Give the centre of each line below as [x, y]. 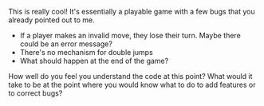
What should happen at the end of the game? [94, 61]
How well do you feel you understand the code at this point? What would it [130, 76]
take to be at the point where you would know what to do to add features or [132, 84]
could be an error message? [66, 44]
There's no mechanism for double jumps [86, 52]
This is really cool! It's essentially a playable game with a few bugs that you [132, 12]
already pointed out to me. [52, 20]
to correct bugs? [35, 93]
